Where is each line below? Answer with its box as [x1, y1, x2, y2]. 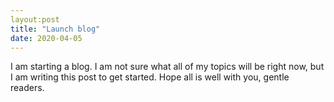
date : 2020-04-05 [10, 33, 83, 43]
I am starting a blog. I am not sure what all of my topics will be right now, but [10, 61, 325, 73]
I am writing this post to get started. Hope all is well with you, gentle [10, 71, 290, 83]
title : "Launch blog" [10, 24, 101, 34]
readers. [10, 82, 45, 94]
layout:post [10, 14, 60, 25]
